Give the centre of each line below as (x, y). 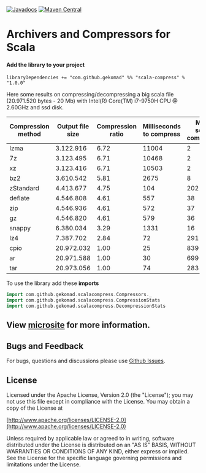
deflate (20, 198)
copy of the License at (35, 408)
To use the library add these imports (53, 283)
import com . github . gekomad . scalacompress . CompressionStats (83, 300)
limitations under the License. (44, 464)
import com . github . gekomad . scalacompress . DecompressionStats (86, 306)
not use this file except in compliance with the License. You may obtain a (98, 402)
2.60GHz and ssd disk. (35, 107)
